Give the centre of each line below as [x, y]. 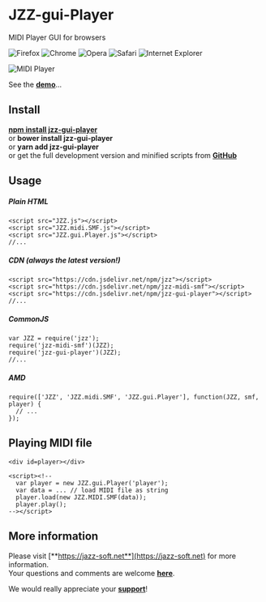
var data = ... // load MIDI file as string [92, 490]
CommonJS [29, 318]
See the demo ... [35, 84]
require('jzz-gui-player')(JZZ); [65, 353]
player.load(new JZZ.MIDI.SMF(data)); [82, 497]
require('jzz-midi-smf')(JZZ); [61, 346]
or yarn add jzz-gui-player [54, 147]
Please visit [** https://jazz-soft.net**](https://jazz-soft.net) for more [122, 556]
